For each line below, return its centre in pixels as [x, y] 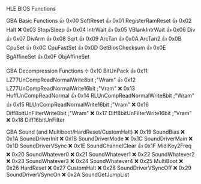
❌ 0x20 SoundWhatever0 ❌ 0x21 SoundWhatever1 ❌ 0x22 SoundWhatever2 [100, 154]
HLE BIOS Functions [31, 9]
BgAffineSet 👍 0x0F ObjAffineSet [48, 57]
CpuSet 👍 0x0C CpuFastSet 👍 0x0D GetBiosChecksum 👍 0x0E [86, 48]
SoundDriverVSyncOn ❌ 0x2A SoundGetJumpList [68, 174]
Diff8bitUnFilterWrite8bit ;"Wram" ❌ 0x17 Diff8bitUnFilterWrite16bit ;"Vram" [99, 113]
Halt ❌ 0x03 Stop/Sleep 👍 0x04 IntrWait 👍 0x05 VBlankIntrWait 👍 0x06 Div [101, 30]
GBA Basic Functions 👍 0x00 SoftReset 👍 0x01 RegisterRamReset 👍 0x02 [99, 21]
